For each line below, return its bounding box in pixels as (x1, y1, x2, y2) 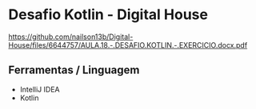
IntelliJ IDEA (19, 84, 60, 94)
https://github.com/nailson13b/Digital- (8, 32, 134, 41)
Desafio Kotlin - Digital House (8, 6, 208, 24)
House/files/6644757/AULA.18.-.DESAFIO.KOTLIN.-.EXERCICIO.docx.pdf (8, 40, 248, 49)
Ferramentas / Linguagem (8, 64, 140, 77)
